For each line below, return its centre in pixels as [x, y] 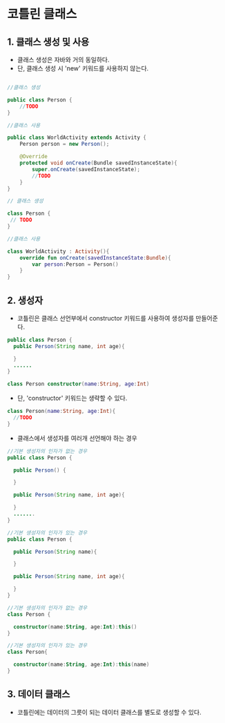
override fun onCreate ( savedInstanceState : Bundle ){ [95, 258]
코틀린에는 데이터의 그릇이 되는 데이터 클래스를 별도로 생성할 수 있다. [109, 712]
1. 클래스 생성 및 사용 [48, 42]
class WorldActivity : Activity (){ [58, 251]
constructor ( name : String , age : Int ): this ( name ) [81, 665]
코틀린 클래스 [42, 14]
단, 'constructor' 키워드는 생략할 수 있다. [72, 398]
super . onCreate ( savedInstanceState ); [86, 169]
